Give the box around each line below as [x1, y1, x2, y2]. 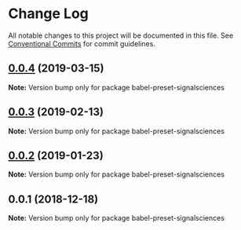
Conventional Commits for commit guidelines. [8, 38, 155, 48]
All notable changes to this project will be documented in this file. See [8, 31, 234, 40]
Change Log [8, 5, 89, 23]
